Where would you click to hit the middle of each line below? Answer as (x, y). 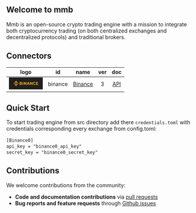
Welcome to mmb (40, 10)
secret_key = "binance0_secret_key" (52, 152)
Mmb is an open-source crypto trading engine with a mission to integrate (97, 24)
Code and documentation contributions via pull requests (86, 197)
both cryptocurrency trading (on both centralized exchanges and (87, 31)
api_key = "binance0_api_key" (44, 146)
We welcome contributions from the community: (66, 185)
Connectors (29, 56)
